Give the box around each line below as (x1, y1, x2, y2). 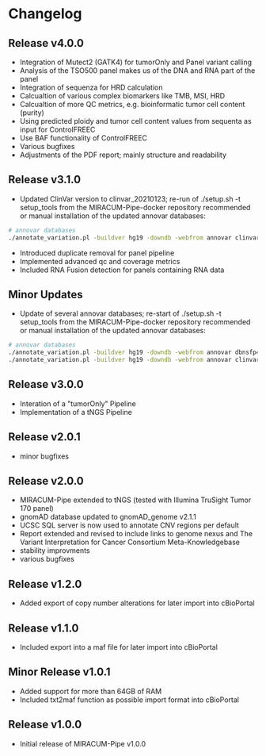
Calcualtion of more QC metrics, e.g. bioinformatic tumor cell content (19, 100, 245, 109)
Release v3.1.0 (8, 173, 82, 186)
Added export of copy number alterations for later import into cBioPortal (19, 598, 255, 608)
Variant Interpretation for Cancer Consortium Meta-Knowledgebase (19, 537, 240, 547)
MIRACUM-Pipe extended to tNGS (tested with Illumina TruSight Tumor (19, 495, 252, 505)
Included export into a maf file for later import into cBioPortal (19, 643, 218, 652)
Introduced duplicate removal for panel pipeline (19, 248, 175, 258)
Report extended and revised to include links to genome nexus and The (19, 529, 253, 539)
